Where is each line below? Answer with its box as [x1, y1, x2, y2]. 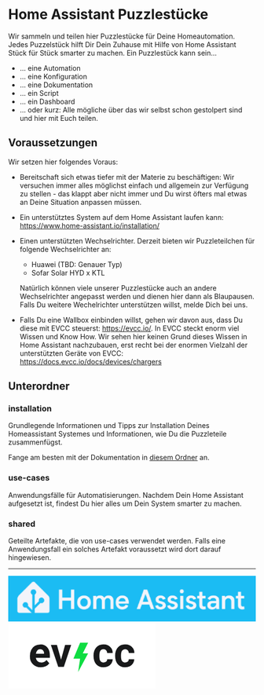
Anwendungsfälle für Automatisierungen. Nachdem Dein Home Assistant [8, 490, 244, 499]
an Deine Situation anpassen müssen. [19, 197, 142, 207]
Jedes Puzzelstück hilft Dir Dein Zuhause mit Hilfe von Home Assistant [8, 39, 237, 49]
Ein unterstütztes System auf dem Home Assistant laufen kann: [19, 212, 224, 221]
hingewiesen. [8, 553, 52, 562]
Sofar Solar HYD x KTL [31, 268, 105, 277]
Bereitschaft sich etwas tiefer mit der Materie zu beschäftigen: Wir [19, 172, 235, 181]
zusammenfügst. [8, 437, 63, 447]
